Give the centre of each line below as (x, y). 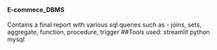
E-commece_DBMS (36, 10)
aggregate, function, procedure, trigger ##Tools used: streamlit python (108, 32)
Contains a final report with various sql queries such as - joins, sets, (104, 25)
